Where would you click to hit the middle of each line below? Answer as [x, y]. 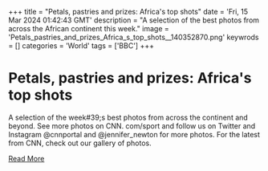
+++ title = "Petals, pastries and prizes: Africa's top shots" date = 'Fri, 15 [128, 12]
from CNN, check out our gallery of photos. [80, 143]
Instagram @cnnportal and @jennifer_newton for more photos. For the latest [134, 134]
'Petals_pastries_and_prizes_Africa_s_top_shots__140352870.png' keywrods [134, 37]
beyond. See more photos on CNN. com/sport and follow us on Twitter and [132, 126]
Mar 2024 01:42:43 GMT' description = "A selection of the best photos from [134, 20]
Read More [26, 158]
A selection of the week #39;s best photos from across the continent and [128, 117]
